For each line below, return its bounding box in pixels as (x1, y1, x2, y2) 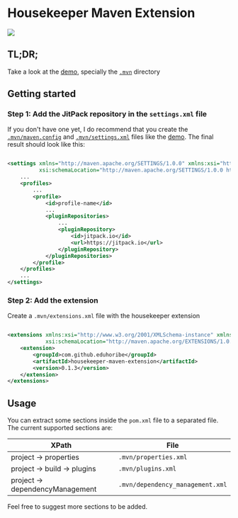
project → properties (11, 452, 80, 462)
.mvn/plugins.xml (118, 465, 177, 473)
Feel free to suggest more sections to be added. (7, 502, 148, 511)
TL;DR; (7, 48, 39, 61)
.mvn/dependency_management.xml (118, 480, 227, 489)
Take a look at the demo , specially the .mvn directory (7, 67, 161, 76)
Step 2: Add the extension (7, 295, 99, 305)
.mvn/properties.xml (118, 454, 188, 461)
